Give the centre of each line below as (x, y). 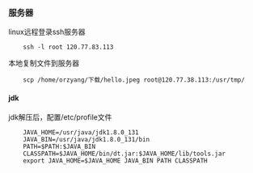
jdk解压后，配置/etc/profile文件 (60, 117)
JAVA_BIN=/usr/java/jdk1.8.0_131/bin (86, 139)
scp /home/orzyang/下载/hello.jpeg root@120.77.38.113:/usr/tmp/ (134, 80)
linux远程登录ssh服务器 (47, 32)
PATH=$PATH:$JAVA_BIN (59, 146)
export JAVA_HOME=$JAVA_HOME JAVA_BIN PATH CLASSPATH (115, 160)
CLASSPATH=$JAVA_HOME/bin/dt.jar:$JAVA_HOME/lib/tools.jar (124, 154)
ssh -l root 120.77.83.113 (68, 47)
